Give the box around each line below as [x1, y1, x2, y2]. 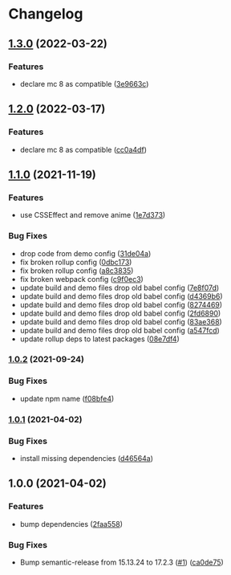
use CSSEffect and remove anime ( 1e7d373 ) [19, 210, 166, 220]
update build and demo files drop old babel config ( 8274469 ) [19, 300, 223, 309]
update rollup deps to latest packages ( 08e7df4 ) [19, 334, 180, 344]
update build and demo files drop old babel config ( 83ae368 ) [19, 316, 222, 326]
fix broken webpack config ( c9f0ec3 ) [19, 274, 144, 283]
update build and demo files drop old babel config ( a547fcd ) [19, 325, 221, 335]
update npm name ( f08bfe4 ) [19, 394, 115, 403]
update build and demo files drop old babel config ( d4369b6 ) [19, 291, 223, 301]
